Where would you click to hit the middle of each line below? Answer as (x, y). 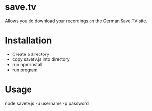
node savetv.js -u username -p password (47, 103)
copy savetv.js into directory (41, 59)
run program (25, 70)
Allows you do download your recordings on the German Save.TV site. (76, 21)
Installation (29, 41)
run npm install (27, 64)
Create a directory (30, 54)
